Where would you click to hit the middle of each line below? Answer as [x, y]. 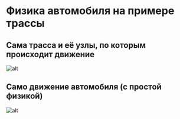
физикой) [24, 96]
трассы [26, 23]
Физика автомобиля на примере [90, 11]
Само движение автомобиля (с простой [84, 87]
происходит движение [50, 54]
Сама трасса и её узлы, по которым [76, 45]
